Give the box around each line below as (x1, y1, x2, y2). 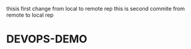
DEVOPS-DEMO (6, 32, 88, 46)
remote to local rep (6, 11, 54, 19)
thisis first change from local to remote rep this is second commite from (6, 5, 185, 12)
